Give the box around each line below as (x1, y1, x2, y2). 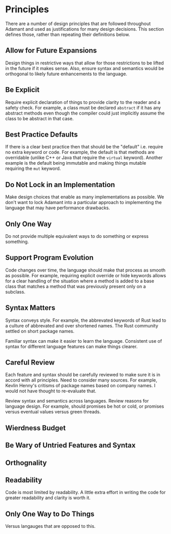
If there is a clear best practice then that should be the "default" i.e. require (5, 144, 163, 150)
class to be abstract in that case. (5, 115, 74, 121)
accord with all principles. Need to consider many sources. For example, (5, 377, 157, 383)
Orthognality (5, 458, 47, 467)
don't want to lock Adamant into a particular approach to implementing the (5, 199, 162, 206)
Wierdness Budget (5, 424, 66, 432)
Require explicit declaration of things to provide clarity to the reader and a (5, 99, 161, 105)
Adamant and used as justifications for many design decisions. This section (5, 26, 164, 32)
